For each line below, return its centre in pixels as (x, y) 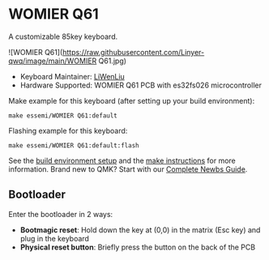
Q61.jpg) (113, 61)
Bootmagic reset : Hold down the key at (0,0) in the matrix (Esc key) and (140, 230)
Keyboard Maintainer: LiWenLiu (73, 76)
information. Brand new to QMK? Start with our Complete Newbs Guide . (128, 169)
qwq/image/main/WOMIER (53, 61)
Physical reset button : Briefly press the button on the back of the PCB (138, 247)
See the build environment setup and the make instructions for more (122, 160)
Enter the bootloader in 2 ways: (61, 214)
